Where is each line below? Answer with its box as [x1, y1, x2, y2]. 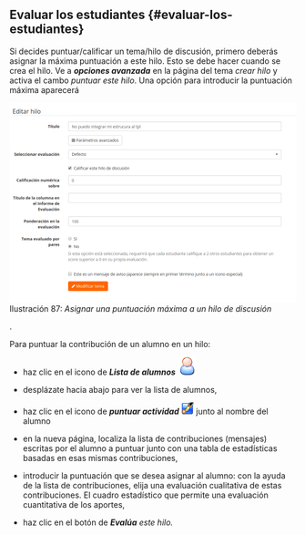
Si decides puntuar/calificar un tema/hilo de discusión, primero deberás [9, 46, 279, 57]
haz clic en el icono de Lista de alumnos [22, 366, 176, 377]
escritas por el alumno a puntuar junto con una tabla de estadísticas [22, 442, 278, 454]
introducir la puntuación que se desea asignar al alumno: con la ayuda [22, 469, 286, 481]
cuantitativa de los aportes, [22, 499, 126, 509]
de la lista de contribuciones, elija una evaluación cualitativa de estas [22, 479, 282, 490]
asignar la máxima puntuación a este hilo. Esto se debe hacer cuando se [9, 55, 280, 67]
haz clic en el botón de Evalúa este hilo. [22, 517, 174, 528]
